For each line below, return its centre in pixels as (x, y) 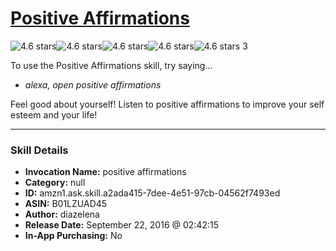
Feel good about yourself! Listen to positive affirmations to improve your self (167, 104)
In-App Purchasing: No (73, 236)
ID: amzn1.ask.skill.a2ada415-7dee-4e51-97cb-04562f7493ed (152, 193)
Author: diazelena (62, 214)
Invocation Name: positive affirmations (105, 172)
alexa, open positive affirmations (93, 84)
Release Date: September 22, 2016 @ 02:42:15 (121, 225)
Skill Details (39, 150)
